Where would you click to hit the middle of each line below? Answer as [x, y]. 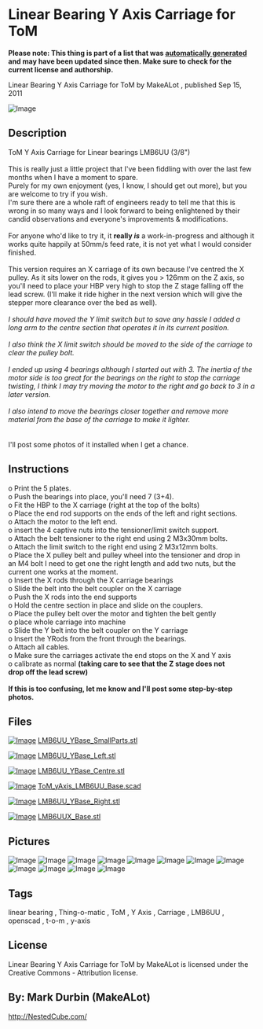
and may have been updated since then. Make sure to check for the [120, 61]
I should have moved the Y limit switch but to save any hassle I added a [124, 319]
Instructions [38, 469]
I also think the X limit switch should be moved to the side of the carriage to [130, 344]
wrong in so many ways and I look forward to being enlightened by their [124, 211]
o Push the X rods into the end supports [73, 597]
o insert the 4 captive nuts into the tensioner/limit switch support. [113, 530]
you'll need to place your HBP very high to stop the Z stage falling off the [126, 285]
